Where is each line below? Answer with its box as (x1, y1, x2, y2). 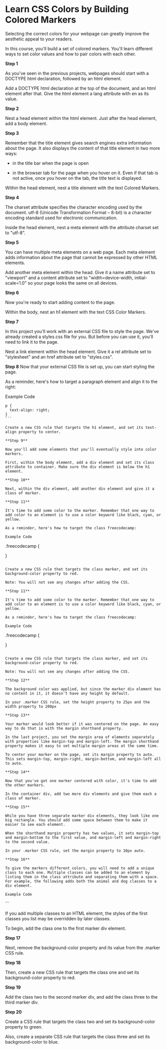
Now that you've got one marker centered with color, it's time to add (5, 778, 157, 783)
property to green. (5, 1024, 43, 1030)
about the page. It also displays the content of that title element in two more (5, 145, 161, 151)
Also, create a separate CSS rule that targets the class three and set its (5, 1034, 150, 1040)
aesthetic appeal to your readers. (5, 36, 73, 42)
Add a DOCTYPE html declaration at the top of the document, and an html (5, 85, 156, 91)
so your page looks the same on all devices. (27, 280, 118, 286)
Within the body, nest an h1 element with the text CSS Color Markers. (5, 309, 147, 315)
